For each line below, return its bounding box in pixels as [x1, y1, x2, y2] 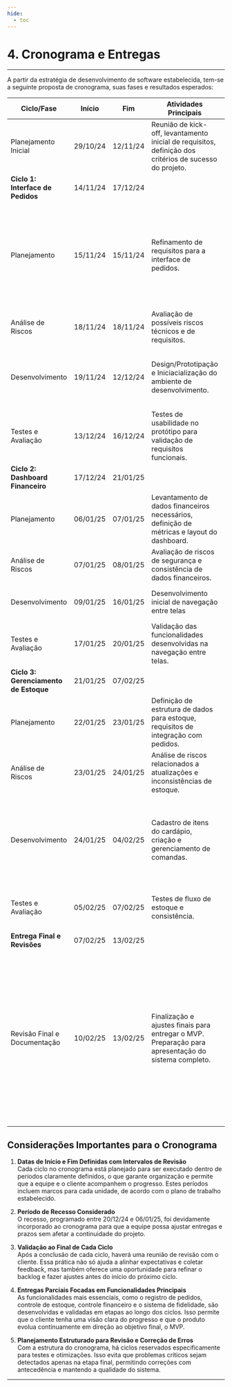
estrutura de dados [151, 705, 213, 714]
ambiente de [151, 377, 192, 386]
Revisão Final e [10, 1029, 60, 1039]
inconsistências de [151, 777, 213, 786]
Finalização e [151, 1012, 195, 1022]
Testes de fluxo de [151, 894, 212, 904]
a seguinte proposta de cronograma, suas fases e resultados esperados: [7, 83, 214, 91]
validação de [151, 435, 193, 445]
